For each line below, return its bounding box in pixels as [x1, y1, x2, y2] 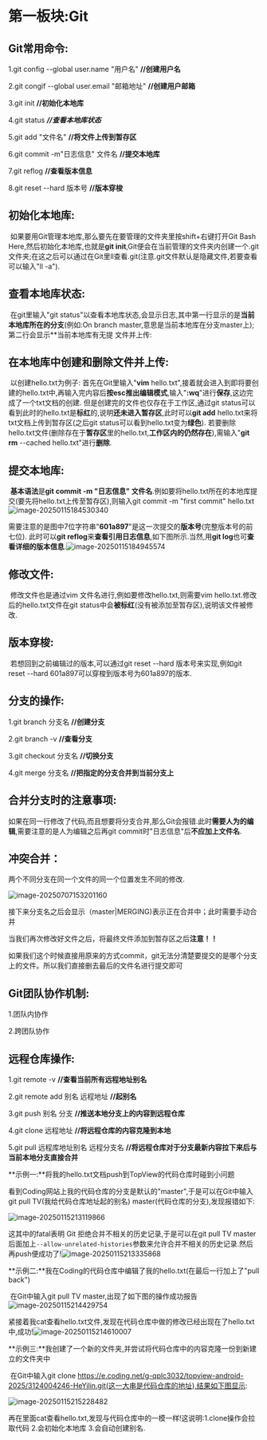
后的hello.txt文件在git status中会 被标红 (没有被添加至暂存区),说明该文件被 [8, 600, 247, 610]
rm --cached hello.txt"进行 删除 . [8, 438, 112, 448]
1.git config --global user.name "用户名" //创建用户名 [8, 65, 181, 74]
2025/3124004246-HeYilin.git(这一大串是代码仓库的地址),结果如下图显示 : [8, 1380, 248, 1390]
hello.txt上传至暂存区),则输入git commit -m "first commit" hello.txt [38, 496, 255, 506]
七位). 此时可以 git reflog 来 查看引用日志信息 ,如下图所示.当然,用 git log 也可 [8, 532, 248, 542]
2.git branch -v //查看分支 [8, 734, 93, 743]
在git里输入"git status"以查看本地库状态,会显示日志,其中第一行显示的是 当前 [10, 309, 255, 320]
